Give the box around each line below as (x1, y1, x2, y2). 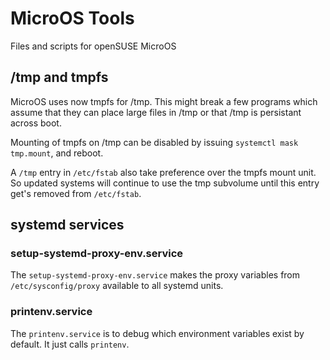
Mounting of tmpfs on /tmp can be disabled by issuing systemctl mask (10, 136, 299, 148)
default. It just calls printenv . (10, 338, 130, 350)
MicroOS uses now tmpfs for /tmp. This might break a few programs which (10, 95, 318, 107)
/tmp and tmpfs (10, 69, 109, 86)
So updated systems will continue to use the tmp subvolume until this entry (10, 177, 320, 189)
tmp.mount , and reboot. (10, 147, 104, 159)
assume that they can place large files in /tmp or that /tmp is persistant (10, 106, 302, 118)
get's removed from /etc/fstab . (10, 187, 142, 199)
